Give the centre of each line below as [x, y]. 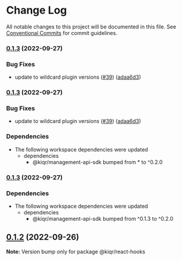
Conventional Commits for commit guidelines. [62, 33]
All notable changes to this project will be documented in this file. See [91, 27]
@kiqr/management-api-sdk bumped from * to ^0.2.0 [98, 162]
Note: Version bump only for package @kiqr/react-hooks [76, 252]
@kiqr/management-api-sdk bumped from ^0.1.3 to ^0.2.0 [103, 218]
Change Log [36, 10]
